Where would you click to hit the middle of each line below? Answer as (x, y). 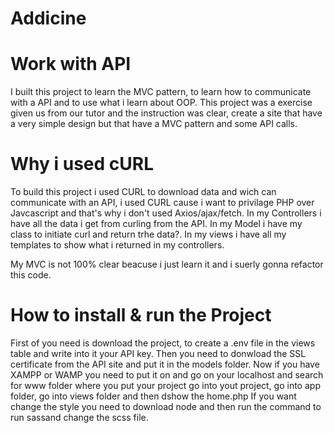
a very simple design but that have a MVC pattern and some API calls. (154, 124)
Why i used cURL (82, 164)
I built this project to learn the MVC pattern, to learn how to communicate (161, 92)
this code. (31, 275)
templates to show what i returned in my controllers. (117, 245)
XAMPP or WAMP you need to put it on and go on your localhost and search (167, 375)
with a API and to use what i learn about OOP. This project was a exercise (161, 103)
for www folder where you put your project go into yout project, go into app (165, 385)
